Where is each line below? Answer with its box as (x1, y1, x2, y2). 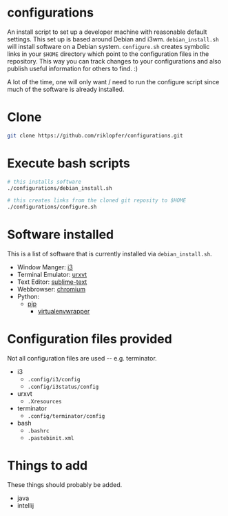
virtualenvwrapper (37, 307, 90, 316)
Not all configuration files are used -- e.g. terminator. (7, 354, 157, 363)
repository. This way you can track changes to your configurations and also (7, 57, 222, 65)
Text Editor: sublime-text (17, 278, 87, 286)
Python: (17, 292, 40, 301)
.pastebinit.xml (27, 435, 74, 442)
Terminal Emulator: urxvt (17, 271, 87, 279)
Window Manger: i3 (17, 263, 74, 271)
